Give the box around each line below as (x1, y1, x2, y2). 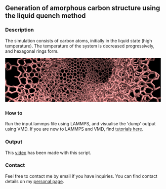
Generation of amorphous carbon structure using (5, 4, 161, 12)
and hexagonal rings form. (5, 48, 59, 54)
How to (5, 110, 23, 116)
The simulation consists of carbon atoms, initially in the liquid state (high (5, 38, 152, 43)
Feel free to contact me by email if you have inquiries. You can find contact (5, 173, 158, 179)
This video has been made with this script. (5, 150, 91, 155)
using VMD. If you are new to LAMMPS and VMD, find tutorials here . (5, 126, 144, 132)
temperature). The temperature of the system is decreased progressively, (5, 43, 155, 49)
